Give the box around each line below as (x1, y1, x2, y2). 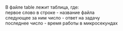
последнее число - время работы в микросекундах (5, 20, 118, 26)
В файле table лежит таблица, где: (5, 4, 79, 10)
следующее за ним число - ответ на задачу (5, 15, 100, 20)
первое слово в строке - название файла (5, 9, 95, 15)
